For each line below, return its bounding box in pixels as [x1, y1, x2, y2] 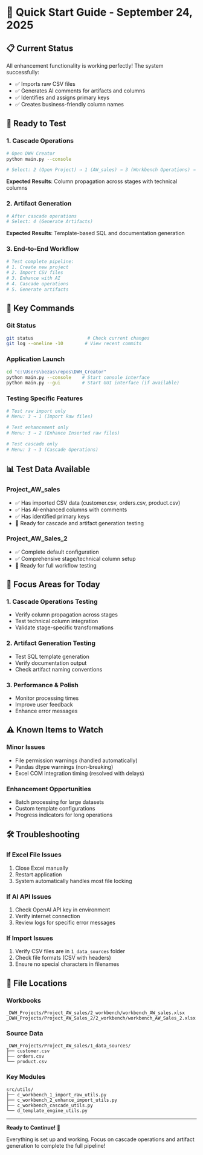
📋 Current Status [6, 43, 74, 53]
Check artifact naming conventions [14, 665, 103, 673]
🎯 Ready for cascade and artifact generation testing [14, 519, 144, 526]
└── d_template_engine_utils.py [6, 1107, 88, 1114]
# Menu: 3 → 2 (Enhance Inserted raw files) [6, 430, 120, 436]
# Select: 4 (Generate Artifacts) [6, 219, 94, 225]
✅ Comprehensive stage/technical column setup [14, 555, 136, 562]
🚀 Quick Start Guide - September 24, [6, 5, 193, 19]
